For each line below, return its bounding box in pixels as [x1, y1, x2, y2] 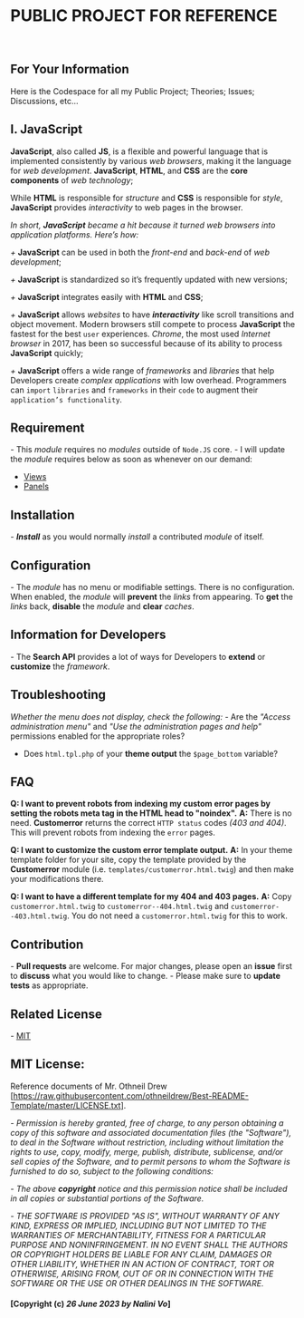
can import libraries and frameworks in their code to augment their [10, 384, 259, 395]
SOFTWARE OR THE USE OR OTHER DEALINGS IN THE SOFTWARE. [10, 1277, 264, 1288]
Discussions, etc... [10, 95, 80, 106]
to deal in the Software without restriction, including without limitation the [10, 1137, 284, 1148]
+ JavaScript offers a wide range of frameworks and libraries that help [10, 364, 275, 376]
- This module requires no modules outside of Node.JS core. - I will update [10, 444, 286, 455]
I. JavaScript [10, 121, 83, 137]
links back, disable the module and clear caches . [10, 601, 195, 612]
